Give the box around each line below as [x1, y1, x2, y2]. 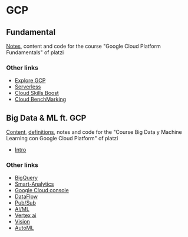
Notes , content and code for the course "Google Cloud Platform [6, 42, 161, 50]
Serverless [14, 83, 41, 90]
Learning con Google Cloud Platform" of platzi [6, 135, 118, 142]
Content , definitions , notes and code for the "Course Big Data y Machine [6, 129, 183, 136]
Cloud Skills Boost [14, 90, 59, 97]
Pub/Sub [14, 199, 37, 206]
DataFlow [14, 193, 38, 200]
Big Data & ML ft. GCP [6, 113, 87, 123]
